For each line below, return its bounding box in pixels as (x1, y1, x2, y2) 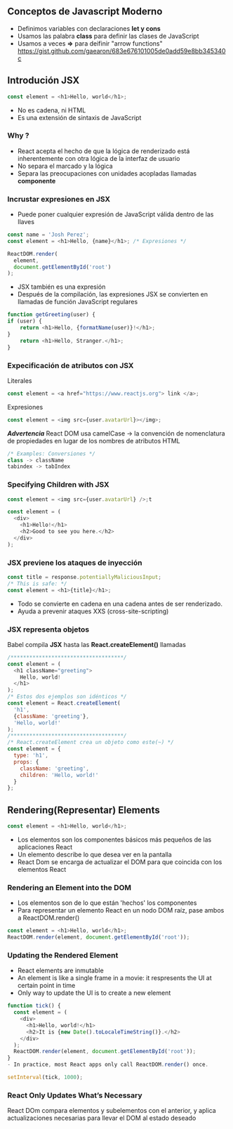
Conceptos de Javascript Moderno (7, 6, 163, 18)
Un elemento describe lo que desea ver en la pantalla (17, 850, 172, 859)
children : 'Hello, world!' (20, 771, 99, 778)
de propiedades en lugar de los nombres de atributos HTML (7, 436, 180, 445)
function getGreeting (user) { (7, 311, 96, 318)
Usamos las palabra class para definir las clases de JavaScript (17, 32, 199, 40)
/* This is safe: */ (7, 580, 68, 587)
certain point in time (17, 981, 76, 990)
